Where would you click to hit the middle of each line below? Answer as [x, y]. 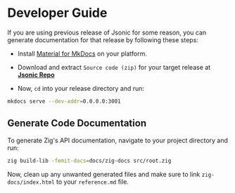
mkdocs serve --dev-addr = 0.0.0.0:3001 [64, 101]
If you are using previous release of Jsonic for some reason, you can [107, 32]
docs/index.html [31, 182]
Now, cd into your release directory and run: [81, 88]
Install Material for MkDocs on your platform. [82, 54]
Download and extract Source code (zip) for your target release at [114, 67]
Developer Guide [57, 13]
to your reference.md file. [92, 182]
